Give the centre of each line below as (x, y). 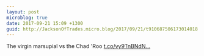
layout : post (23, 12)
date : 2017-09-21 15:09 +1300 (45, 23)
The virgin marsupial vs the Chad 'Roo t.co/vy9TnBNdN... (78, 46)
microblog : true (27, 18)
